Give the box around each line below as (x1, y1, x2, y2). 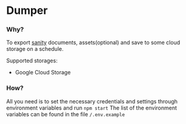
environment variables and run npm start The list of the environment (6, 104, 178, 111)
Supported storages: (6, 57, 58, 64)
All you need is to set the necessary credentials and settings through (6, 97, 178, 105)
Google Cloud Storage (15, 69, 71, 76)
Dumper (6, 4, 48, 18)
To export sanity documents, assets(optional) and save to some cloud (6, 39, 181, 46)
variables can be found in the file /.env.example (6, 110, 125, 118)
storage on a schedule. (6, 45, 64, 53)
